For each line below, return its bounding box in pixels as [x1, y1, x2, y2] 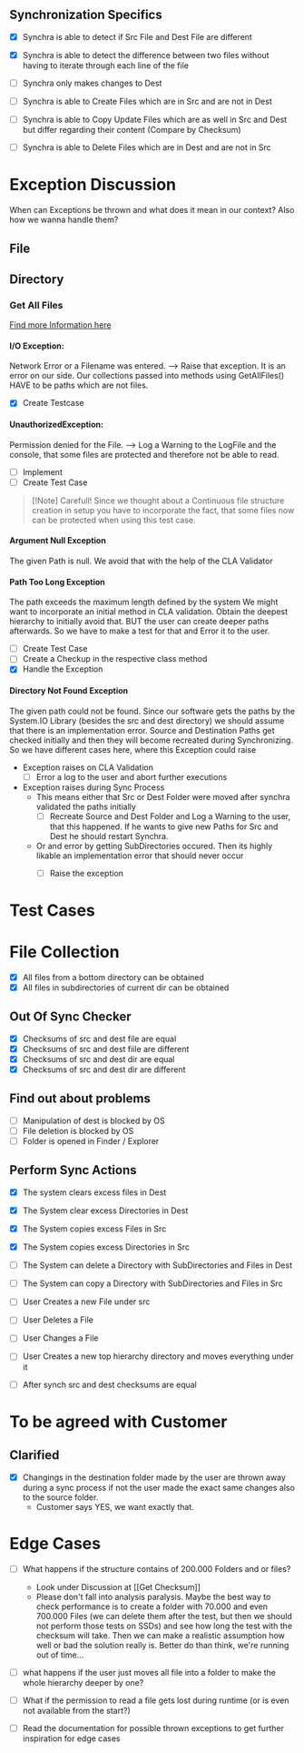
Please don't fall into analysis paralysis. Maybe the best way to [35, 1591, 271, 1602]
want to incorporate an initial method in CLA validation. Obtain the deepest [9, 606, 289, 617]
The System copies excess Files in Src [22, 1223, 167, 1234]
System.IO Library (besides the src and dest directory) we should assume [9, 714, 285, 726]
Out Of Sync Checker [9, 1009, 132, 1025]
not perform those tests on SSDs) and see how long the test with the [35, 1620, 293, 1631]
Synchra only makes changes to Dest [22, 77, 162, 88]
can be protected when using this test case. [31, 514, 197, 525]
